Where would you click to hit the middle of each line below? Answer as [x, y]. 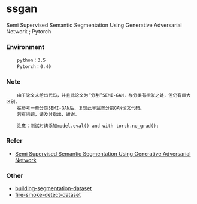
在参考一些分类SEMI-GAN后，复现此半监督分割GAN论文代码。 [81, 108]
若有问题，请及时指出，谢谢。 [48, 114]
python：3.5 [31, 61]
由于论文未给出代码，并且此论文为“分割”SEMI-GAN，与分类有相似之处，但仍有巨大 [104, 95]
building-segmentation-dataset [53, 188]
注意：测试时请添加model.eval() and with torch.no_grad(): [88, 126]
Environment [25, 47]
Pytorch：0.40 [34, 67]
